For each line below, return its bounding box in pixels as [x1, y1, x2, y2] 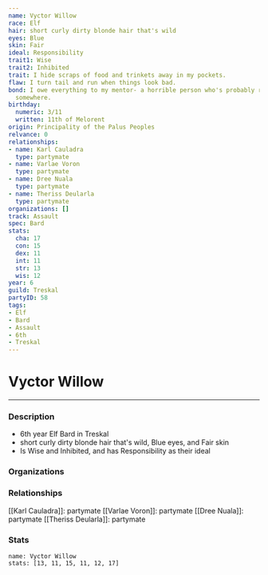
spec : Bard [8, 220, 45, 228]
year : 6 [8, 279, 34, 287]
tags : [8, 301, 26, 309]
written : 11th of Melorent [15, 116, 105, 124]
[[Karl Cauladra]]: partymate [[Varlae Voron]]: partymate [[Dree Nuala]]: [8, 506, 244, 515]
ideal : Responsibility [8, 49, 84, 57]
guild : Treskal [8, 287, 59, 295]
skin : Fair [8, 42, 45, 50]
